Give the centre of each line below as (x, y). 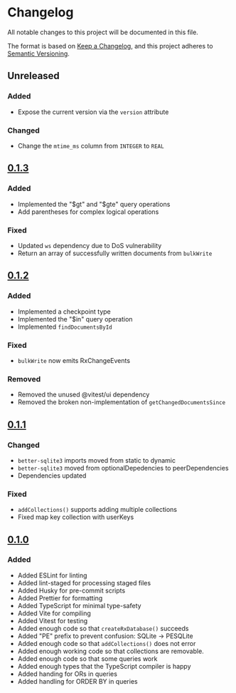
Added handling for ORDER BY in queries (77, 681)
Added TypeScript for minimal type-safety (79, 605)
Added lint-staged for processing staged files (84, 582)
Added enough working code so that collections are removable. (111, 651)
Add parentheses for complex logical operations (88, 212)
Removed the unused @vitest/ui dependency (84, 395)
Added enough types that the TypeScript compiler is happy (104, 666)
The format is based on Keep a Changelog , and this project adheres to (110, 46)
